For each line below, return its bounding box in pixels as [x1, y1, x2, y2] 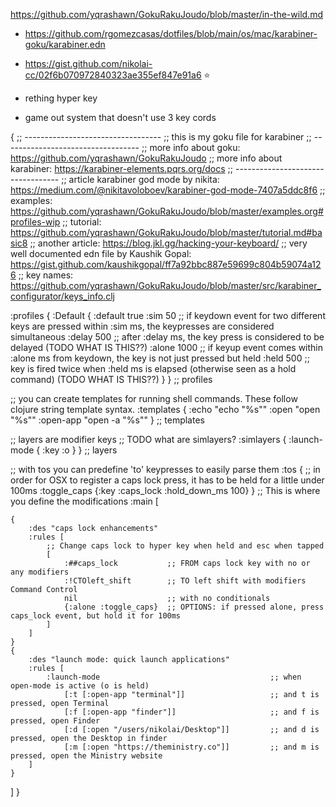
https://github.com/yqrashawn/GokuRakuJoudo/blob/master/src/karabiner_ [10, 280, 322, 291]
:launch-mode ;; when [46, 672, 302, 682]
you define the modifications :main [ [10, 495, 159, 507]
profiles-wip [10, 216, 61, 228]
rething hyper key [24, 92, 98, 104]
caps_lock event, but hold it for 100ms [10, 611, 182, 621]
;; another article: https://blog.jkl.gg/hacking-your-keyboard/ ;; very [29, 237, 308, 249]
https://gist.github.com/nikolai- [24, 58, 153, 69]
